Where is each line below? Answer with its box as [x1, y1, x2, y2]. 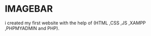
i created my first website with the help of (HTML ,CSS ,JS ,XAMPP [5, 20, 146, 26]
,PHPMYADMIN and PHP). [5, 25, 60, 31]
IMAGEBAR [5, 3, 53, 15]
